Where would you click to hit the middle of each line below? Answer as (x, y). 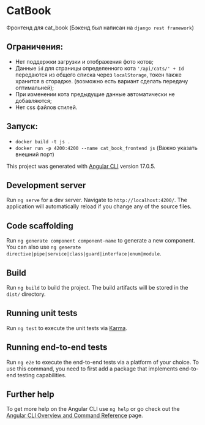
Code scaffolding (40, 226)
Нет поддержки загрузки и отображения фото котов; (84, 61)
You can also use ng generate (44, 247)
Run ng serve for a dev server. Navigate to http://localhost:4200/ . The (97, 200)
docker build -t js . (43, 141)
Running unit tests (42, 313)
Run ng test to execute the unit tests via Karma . (67, 328)
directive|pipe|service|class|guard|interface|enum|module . (84, 254)
